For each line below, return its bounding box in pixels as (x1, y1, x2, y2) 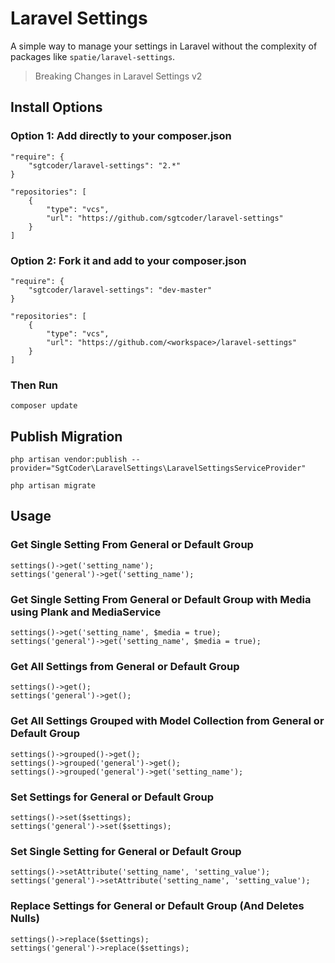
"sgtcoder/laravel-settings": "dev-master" (28, 285, 213, 295)
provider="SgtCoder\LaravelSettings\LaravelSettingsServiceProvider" (10, 463, 307, 474)
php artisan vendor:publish (10, 455, 128, 465)
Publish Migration (10, 428, 123, 445)
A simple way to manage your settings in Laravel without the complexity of (10, 40, 318, 52)
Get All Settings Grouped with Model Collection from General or (10, 714, 325, 728)
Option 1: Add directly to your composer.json (10, 129, 232, 143)
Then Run (10, 378, 59, 392)
